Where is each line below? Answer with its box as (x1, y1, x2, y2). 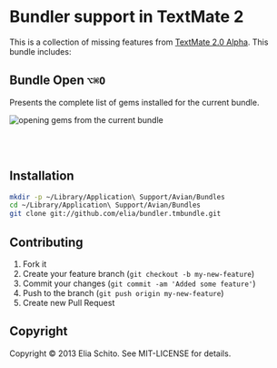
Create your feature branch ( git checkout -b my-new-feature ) (22, 269, 255, 279)
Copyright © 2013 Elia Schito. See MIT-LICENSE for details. (9, 348, 232, 359)
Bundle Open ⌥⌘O (9, 73, 106, 88)
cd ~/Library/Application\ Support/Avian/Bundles (9, 200, 202, 210)
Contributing (9, 234, 84, 250)
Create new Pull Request (22, 298, 115, 308)
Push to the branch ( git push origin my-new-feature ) (22, 288, 224, 298)
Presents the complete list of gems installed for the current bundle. (9, 97, 260, 107)
